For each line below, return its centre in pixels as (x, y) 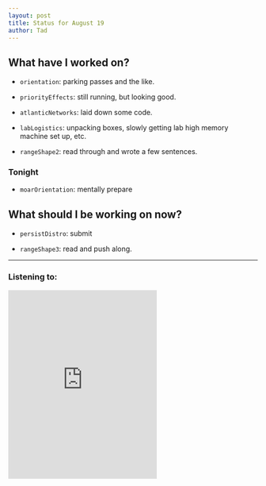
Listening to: (33, 277)
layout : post (30, 15)
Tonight (23, 172)
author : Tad (28, 30)
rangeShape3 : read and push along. (76, 249)
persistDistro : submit (56, 233)
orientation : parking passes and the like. (87, 82)
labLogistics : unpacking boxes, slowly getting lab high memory (124, 128)
